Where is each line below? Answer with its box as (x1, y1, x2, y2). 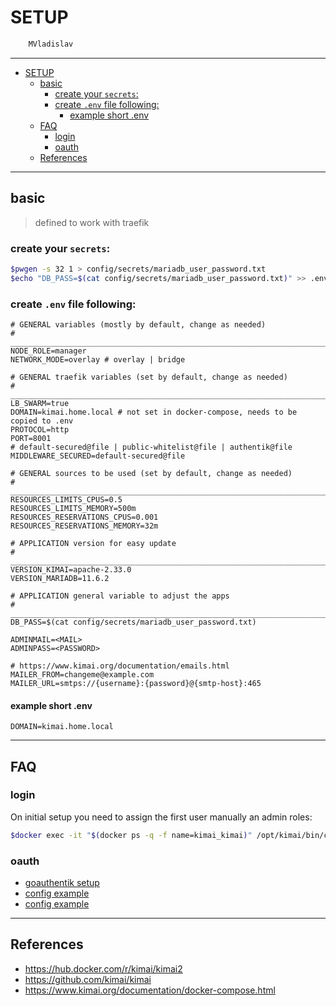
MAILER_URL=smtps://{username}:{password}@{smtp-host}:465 (10, 678, 262, 688)
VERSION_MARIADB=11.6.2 (10, 573, 110, 583)
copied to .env (10, 416, 74, 426)
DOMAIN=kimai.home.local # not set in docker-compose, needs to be (10, 407, 298, 417)
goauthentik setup (24, 877, 100, 889)
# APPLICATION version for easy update (10, 538, 177, 548)
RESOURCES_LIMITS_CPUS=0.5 (10, 494, 123, 505)
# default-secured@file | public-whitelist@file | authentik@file (10, 442, 293, 452)
